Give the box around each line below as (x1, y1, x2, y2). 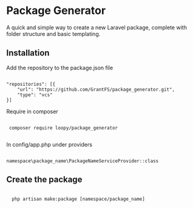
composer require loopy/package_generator (8, 125, 118, 131)
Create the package (6, 175, 83, 185)
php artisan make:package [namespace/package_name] (12, 196, 146, 202)
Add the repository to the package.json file (6, 64, 113, 71)
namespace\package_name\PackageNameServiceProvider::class (6, 158, 159, 164)
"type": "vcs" (17, 92, 53, 98)
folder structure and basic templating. (6, 30, 101, 37)
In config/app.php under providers (6, 140, 93, 148)
